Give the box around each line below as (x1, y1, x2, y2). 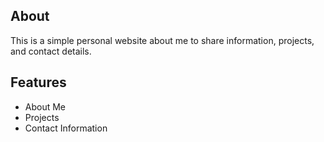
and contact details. (10, 45, 92, 57)
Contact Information (24, 122, 108, 134)
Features (10, 74, 67, 91)
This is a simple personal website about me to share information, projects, (10, 34, 315, 46)
